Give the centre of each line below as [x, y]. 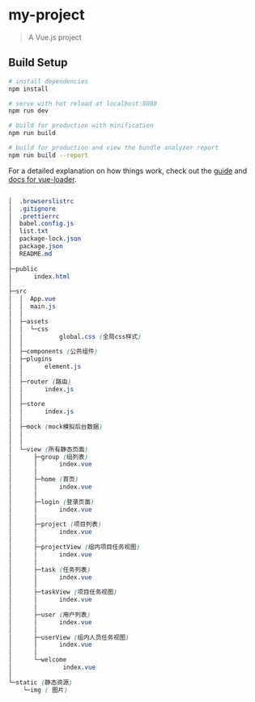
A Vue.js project [55, 37]
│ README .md [30, 254]
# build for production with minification [81, 126]
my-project [47, 15]
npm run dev [28, 111]
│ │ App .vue [32, 299]
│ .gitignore [32, 209]
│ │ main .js [32, 307]
